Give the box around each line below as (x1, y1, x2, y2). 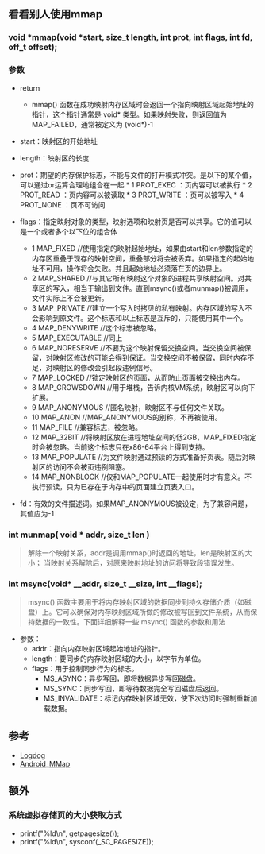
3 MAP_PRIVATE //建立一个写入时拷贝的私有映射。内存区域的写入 (31, 303, 245, 312)
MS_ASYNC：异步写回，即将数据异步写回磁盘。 (43, 674, 201, 683)
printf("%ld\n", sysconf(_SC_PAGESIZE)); (19, 837, 154, 846)
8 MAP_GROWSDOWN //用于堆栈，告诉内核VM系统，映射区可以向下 (31, 382, 255, 392)
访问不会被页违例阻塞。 (52, 462, 129, 471)
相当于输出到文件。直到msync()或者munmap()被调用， (73, 283, 252, 292)
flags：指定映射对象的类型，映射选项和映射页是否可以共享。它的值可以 (19, 217, 252, 226)
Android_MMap (19, 759, 71, 769)
